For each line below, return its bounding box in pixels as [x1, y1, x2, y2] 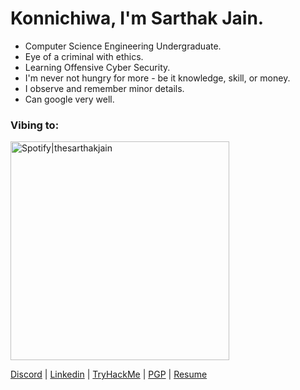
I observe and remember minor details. [24, 82, 185, 94]
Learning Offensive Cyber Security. [24, 61, 171, 73]
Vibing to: [10, 118, 60, 132]
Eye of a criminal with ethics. [24, 50, 144, 62]
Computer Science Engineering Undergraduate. [24, 40, 222, 52]
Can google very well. [24, 93, 115, 105]
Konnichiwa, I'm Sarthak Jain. [10, 7, 265, 30]
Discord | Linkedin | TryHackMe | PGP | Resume [10, 368, 208, 381]
